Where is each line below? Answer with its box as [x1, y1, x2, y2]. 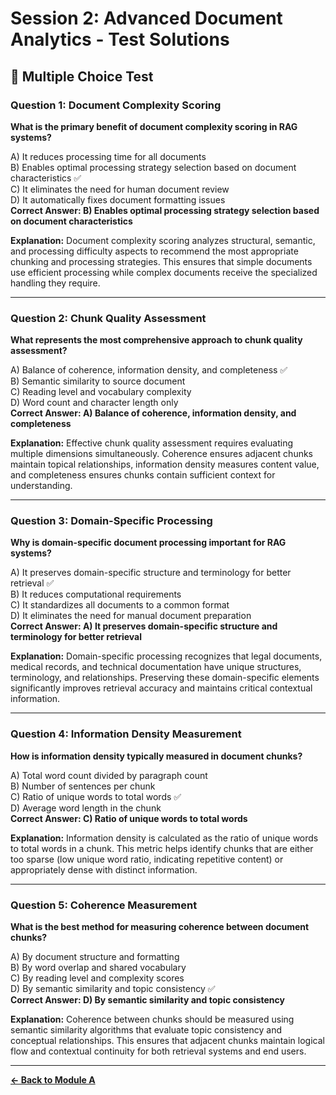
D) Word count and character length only [10, 397, 179, 409]
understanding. [10, 480, 73, 492]
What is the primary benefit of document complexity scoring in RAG [10, 120, 298, 132]
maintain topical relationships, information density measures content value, [10, 458, 320, 471]
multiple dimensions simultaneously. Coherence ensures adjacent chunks [10, 448, 314, 460]
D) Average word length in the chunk [10, 802, 162, 814]
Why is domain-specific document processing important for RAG [10, 537, 287, 549]
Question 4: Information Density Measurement [10, 727, 242, 741]
